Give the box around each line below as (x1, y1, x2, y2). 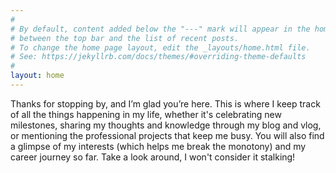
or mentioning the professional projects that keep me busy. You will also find (10, 129, 325, 141)
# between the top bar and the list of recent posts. (10, 33, 240, 43)
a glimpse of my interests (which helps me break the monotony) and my (10, 140, 307, 152)
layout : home (10, 71, 65, 81)
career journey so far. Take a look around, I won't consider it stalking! (10, 151, 296, 163)
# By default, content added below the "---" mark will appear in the (10, 24, 311, 34)
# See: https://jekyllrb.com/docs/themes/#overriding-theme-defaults (10, 52, 307, 62)
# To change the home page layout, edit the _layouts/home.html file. (10, 42, 311, 53)
